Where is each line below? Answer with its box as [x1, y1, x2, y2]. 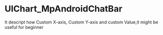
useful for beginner [4, 24, 44, 30]
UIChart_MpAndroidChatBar [4, 3, 123, 14]
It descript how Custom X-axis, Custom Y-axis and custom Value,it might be [4, 19, 159, 25]
